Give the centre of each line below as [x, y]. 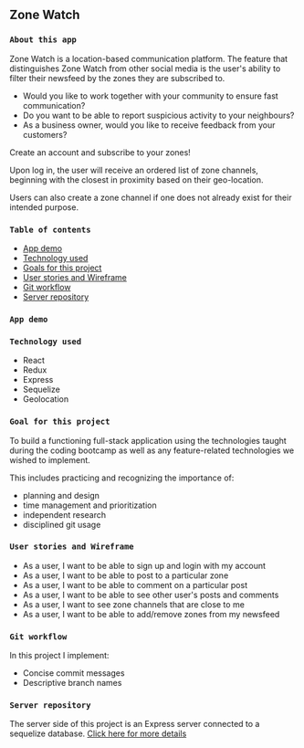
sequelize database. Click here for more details [98, 733]
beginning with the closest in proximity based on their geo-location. [136, 179]
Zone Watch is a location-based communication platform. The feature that [149, 58]
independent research [64, 514]
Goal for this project [60, 422]
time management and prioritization [89, 505]
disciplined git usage [62, 524]
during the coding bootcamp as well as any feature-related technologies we [152, 450]
